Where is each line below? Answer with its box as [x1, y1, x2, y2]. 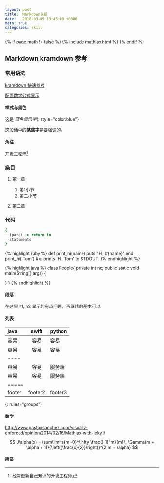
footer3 [50, 389, 67, 396]
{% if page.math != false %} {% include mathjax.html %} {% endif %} [5, 39, 144, 44]
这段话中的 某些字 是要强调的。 [5, 127, 65, 132]
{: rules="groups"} [5, 401, 42, 407]
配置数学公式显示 [5, 92, 40, 98]
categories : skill [5, 25, 42, 30]
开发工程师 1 [5, 150, 28, 156]
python [50, 328, 67, 335]
